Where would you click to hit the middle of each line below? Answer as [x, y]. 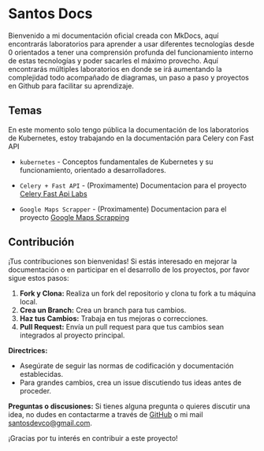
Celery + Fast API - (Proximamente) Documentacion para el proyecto [133, 185]
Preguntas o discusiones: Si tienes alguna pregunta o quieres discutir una [129, 406]
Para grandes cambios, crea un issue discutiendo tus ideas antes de [130, 382]
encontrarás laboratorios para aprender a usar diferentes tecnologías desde [131, 43]
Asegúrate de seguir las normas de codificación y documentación [126, 365]
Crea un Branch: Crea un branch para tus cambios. [103, 310]
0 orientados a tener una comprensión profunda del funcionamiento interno [131, 52]
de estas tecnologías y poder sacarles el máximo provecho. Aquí [113, 61]
